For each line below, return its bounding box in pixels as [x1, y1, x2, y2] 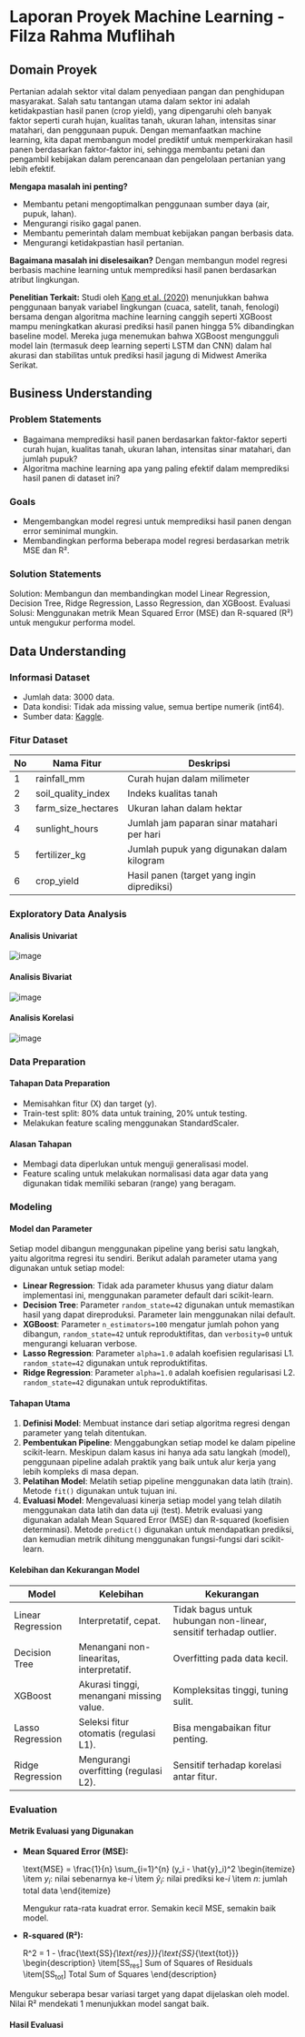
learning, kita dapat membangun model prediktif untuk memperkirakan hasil [9, 135, 293, 145]
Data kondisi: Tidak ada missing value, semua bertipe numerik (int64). [22, 701, 285, 711]
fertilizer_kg [35, 849, 86, 862]
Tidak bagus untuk [172, 1603, 252, 1616]
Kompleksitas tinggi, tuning [172, 1683, 289, 1696]
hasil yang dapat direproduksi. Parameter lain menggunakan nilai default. [22, 1309, 296, 1320]
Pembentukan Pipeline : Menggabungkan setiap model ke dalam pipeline [22, 1437, 296, 1448]
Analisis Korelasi [9, 1013, 74, 1024]
